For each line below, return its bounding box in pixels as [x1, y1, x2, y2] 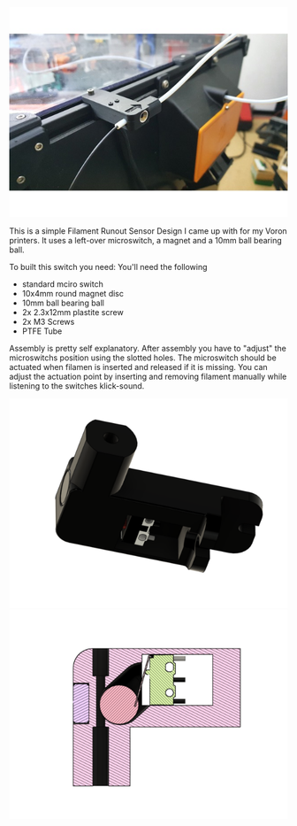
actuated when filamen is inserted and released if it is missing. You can [9, 361, 268, 372]
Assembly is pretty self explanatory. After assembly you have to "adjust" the [9, 343, 287, 353]
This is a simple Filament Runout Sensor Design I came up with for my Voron [9, 225, 287, 236]
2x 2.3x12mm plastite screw [21, 306, 124, 317]
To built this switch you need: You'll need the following [9, 261, 208, 272]
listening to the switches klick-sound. [9, 380, 145, 391]
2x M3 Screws [21, 316, 75, 327]
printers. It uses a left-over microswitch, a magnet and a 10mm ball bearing [9, 235, 282, 245]
